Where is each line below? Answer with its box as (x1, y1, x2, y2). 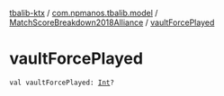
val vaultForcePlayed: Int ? (9, 78, 115, 87)
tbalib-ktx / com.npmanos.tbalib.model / (9, 8, 158, 18)
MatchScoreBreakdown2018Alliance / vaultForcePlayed (9, 17, 215, 28)
